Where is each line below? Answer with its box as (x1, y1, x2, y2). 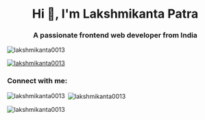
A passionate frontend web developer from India (33, 31, 197, 40)
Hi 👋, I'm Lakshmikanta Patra (32, 6, 199, 22)
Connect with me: (7, 76, 68, 86)
